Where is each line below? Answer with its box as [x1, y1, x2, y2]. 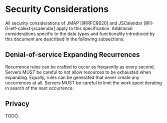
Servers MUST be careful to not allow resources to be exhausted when [5, 69, 151, 75]
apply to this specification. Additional [56, 25, 133, 31]
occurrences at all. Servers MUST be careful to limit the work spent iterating [5, 79, 162, 85]
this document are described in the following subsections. [5, 36, 125, 42]
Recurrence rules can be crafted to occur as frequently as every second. [5, 63, 155, 69]
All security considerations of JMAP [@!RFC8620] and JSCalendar [5, 20, 142, 26]
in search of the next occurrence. [5, 85, 74, 91]
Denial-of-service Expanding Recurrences [5, 50, 140, 59]
